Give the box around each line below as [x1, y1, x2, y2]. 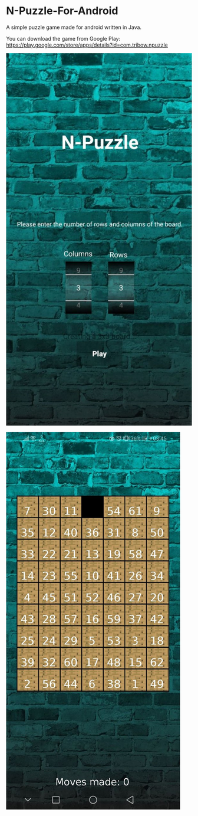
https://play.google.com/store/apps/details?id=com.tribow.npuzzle [6, 41, 168, 48]
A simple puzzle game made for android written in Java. [6, 24, 142, 31]
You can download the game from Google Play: [6, 35, 121, 42]
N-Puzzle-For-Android [6, 4, 118, 18]
